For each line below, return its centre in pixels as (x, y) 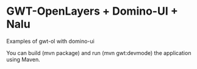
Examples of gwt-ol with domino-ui (50, 41)
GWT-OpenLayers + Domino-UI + (92, 11)
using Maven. (23, 59)
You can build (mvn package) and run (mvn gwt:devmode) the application (99, 53)
